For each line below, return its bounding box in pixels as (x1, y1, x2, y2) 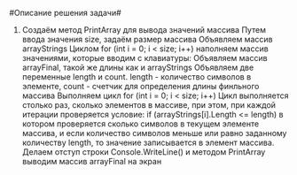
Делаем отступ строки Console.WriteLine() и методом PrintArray (21, 147, 266, 157)
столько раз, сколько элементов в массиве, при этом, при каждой (21, 100, 277, 110)
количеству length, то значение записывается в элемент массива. (21, 137, 275, 148)
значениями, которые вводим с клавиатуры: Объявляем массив (21, 53, 268, 63)
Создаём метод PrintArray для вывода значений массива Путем (21, 25, 266, 34)
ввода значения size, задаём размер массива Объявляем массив (21, 34, 273, 44)
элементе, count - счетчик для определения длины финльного (21, 81, 260, 91)
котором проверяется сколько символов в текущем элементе (21, 118, 260, 129)
